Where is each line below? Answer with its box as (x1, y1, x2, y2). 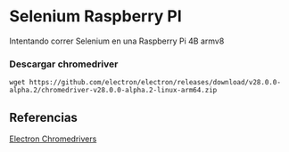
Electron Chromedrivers (9, 133, 97, 144)
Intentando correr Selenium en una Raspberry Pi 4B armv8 (9, 36, 225, 46)
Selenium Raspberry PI (9, 6, 183, 27)
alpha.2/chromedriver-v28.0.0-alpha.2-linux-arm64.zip (9, 86, 218, 95)
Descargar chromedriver (9, 58, 119, 70)
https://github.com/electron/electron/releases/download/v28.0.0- (29, 78, 281, 87)
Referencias (9, 109, 78, 125)
